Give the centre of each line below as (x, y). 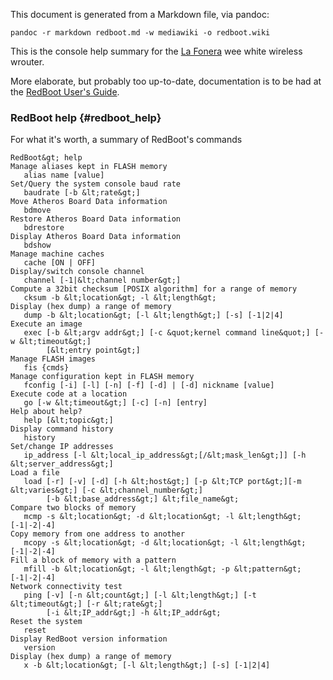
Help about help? (46, 412)
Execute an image (46, 324)
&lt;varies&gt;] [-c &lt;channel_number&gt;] (106, 490)
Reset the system (46, 622)
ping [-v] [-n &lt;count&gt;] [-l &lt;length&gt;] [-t (140, 595)
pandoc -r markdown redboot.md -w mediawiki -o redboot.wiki (140, 33)
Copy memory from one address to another (98, 534)
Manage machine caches (57, 254)
